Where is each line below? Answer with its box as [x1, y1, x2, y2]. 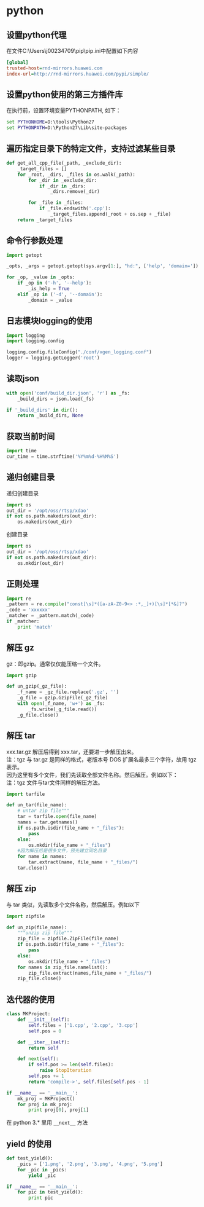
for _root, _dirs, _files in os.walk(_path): [17, 171, 136, 178]
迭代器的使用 [6, 994, 55, 1005]
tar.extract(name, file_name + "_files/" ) [28, 859, 138, 865]
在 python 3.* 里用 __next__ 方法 [6, 1119, 88, 1126]
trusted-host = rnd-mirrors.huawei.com [6, 65, 103, 71]
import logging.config [6, 338, 64, 344]
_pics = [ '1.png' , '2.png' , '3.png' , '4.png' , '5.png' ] [17, 1161, 164, 1167]
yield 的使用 [6, 1138, 52, 1149]
